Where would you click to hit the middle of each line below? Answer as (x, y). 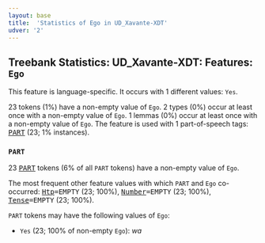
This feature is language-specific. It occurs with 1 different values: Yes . (123, 92)
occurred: (24, 192)
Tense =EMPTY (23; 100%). (51, 200)
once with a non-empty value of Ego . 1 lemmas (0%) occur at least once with (133, 116)
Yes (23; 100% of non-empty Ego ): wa (81, 231)
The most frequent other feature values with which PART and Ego (112, 184)
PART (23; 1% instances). (49, 132)
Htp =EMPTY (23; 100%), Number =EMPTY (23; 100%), (127, 192)
